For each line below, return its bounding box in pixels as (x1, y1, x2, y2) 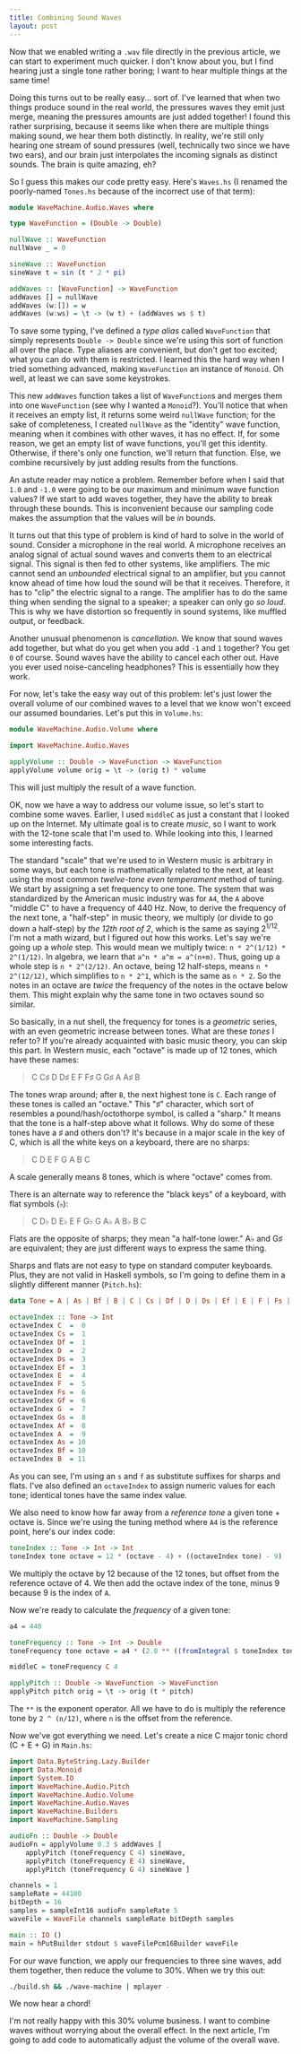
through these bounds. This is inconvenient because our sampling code (9, 503, 274, 514)
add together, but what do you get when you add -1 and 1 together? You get (9, 643, 290, 654)
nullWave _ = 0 (9, 244, 66, 253)
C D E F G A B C (30, 1154, 90, 1166)
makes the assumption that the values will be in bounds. (9, 513, 217, 524)
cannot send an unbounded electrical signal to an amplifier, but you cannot (9, 568, 286, 579)
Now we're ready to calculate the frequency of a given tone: (9, 1604, 231, 1615)
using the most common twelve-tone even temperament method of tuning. (9, 873, 285, 884)
